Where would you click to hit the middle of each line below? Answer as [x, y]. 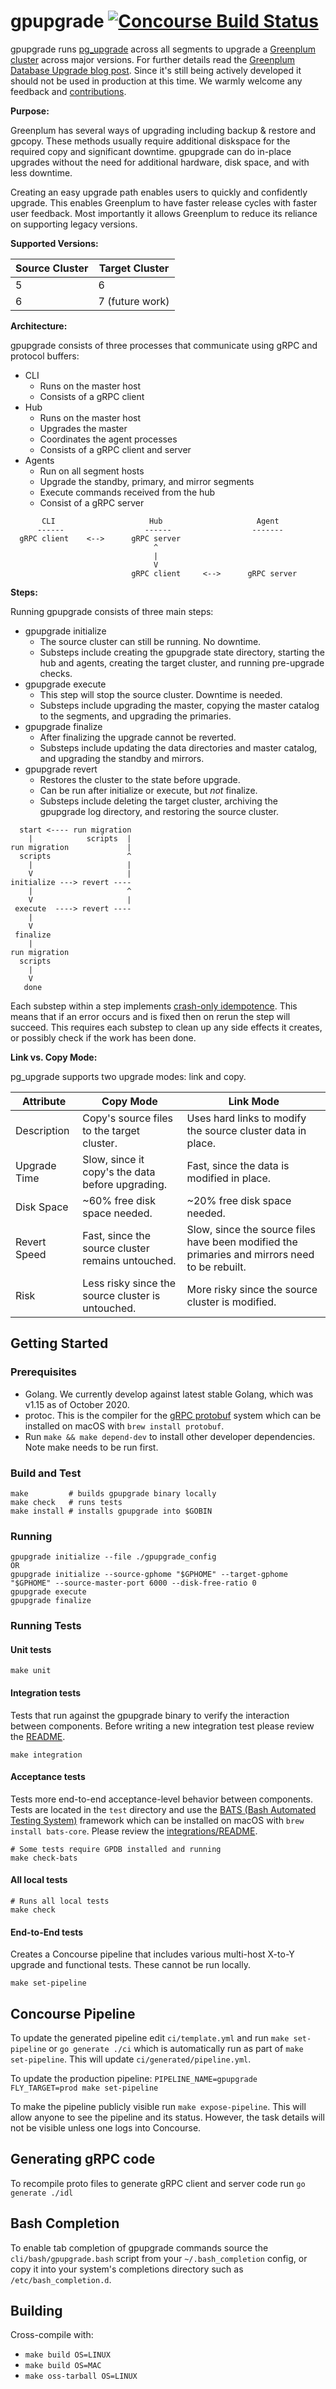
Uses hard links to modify [246, 1118]
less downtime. [41, 172]
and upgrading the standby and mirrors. [122, 758]
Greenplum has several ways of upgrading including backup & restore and [163, 130]
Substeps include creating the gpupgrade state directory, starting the [182, 652]
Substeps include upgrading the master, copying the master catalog [179, 705]
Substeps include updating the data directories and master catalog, [178, 747]
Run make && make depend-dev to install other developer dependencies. [170, 1436]
